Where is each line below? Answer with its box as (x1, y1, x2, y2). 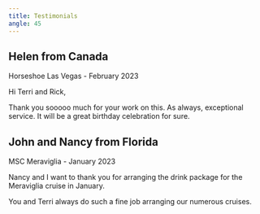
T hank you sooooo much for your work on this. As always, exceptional (8, 103, 244, 112)
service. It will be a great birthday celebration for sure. (8, 111, 190, 121)
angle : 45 (8, 20, 42, 28)
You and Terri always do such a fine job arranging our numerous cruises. (8, 197, 252, 207)
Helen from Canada (8, 50, 109, 63)
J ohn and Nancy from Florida (8, 135, 158, 149)
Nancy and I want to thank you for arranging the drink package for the (8, 173, 243, 182)
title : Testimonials (8, 11, 79, 20)
